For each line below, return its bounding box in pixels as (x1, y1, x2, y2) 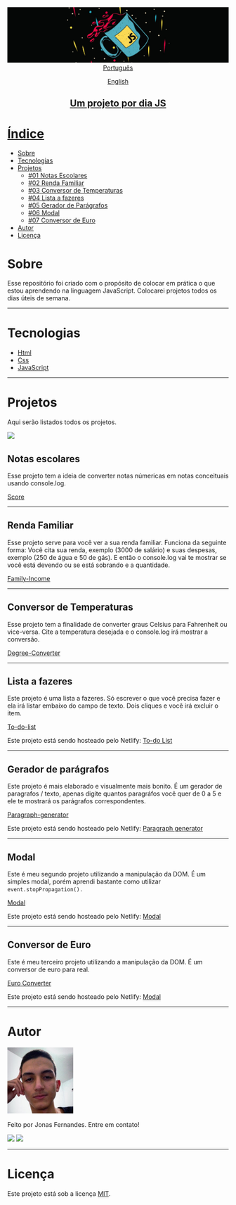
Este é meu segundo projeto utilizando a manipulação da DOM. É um (7, 870, 206, 879)
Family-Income (7, 574, 51, 582)
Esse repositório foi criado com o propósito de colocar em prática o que (7, 279, 216, 288)
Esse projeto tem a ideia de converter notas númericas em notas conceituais (7, 471, 229, 480)
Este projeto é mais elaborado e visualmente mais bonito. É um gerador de (7, 782, 223, 791)
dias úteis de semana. (7, 294, 71, 302)
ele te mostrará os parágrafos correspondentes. (7, 797, 146, 805)
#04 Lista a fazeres (27, 193, 84, 203)
